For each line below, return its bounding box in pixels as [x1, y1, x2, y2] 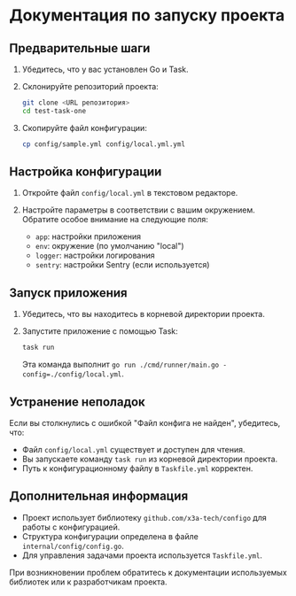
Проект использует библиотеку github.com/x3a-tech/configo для [21, 512, 268, 522]
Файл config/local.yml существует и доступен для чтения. [21, 444, 245, 454]
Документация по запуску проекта [9, 5, 285, 26]
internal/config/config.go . [21, 540, 124, 551]
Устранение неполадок [9, 394, 146, 409]
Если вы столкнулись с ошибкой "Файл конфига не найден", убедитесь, [9, 417, 281, 428]
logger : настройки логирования [35, 250, 155, 261]
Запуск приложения [9, 285, 128, 300]
